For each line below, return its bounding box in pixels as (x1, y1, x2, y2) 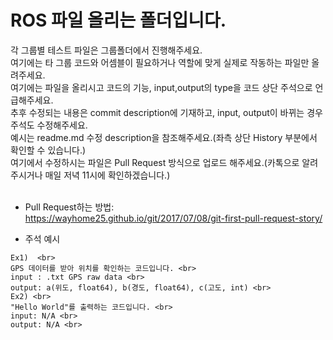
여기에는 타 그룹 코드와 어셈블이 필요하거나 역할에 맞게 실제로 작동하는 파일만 (10, 56, 310, 68)
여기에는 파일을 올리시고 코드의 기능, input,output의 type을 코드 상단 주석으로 (10, 81, 313, 93)
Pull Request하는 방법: (24, 201, 115, 213)
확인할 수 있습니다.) (10, 144, 87, 156)
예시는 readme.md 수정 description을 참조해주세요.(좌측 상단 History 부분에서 (10, 131, 318, 143)
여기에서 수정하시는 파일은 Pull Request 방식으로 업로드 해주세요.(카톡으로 (10, 156, 300, 168)
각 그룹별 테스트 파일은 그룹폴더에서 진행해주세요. (10, 44, 203, 56)
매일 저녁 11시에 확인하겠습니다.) (44, 169, 171, 181)
